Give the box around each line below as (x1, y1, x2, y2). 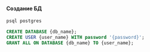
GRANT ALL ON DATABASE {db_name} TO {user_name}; (6, 39, 134, 46)
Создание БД (6, 5, 42, 12)
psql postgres (6, 18, 42, 24)
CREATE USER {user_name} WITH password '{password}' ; (6, 34, 145, 40)
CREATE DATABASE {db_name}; (6, 29, 77, 35)
